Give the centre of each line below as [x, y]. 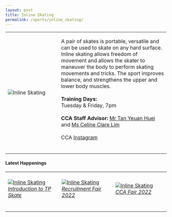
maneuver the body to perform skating [107, 67]
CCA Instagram [80, 137]
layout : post [19, 10]
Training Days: [79, 99]
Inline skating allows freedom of [100, 54]
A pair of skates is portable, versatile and [110, 42]
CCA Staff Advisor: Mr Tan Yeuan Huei [108, 119]
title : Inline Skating [29, 15]
